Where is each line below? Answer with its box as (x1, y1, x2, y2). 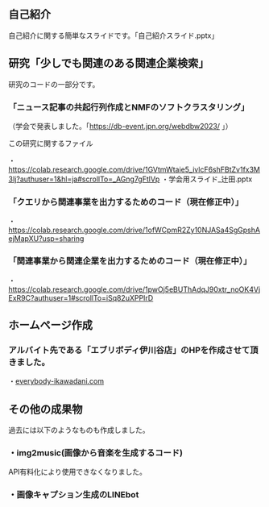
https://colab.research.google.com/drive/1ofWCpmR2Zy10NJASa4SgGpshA (8, 225, 260, 235)
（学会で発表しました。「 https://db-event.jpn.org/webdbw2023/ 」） (8, 121, 233, 131)
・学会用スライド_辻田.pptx (161, 174, 253, 184)
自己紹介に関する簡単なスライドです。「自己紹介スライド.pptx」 (8, 31, 219, 40)
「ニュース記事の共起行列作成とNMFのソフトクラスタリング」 (8, 102, 250, 113)
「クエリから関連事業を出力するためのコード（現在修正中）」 (8, 196, 244, 207)
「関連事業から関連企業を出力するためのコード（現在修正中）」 (8, 256, 252, 267)
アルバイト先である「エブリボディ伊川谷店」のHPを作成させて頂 (8, 344, 259, 355)
